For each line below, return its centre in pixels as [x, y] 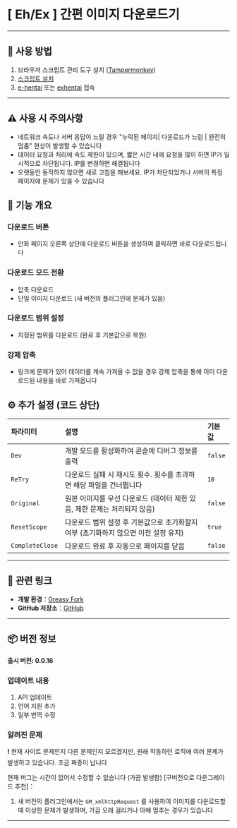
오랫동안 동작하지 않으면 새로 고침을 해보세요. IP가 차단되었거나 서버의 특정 [120, 172]
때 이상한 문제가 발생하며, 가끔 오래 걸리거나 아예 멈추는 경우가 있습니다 [115, 810]
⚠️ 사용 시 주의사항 [45, 118]
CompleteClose [35, 545]
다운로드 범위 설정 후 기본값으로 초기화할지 [131, 522]
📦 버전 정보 [32, 639]
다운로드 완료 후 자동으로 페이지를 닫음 [125, 546]
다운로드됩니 [209, 244]
